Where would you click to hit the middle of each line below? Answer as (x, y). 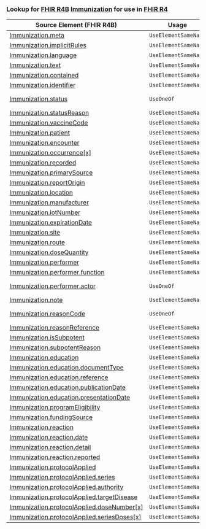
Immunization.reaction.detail (50, 447)
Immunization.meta (37, 36)
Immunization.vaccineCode (49, 123)
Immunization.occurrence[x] (51, 153)
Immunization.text (35, 65)
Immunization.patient (40, 133)
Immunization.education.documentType (67, 368)
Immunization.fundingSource (51, 417)
